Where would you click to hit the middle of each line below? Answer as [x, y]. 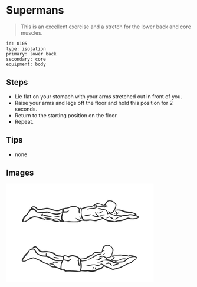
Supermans [35, 10]
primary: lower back [32, 54]
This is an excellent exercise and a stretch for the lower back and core [106, 27]
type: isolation [26, 49]
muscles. [32, 32]
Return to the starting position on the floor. [66, 115]
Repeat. [24, 121]
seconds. [26, 109]
